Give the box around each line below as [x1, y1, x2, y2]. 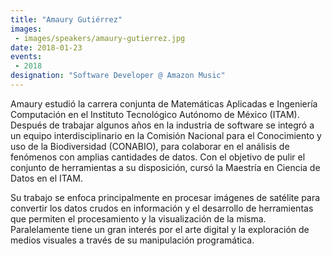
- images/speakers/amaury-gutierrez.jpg [14, 33, 186, 43]
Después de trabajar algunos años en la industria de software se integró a [10, 119, 315, 131]
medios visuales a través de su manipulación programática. [10, 234, 255, 246]
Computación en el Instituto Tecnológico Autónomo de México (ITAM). [10, 108, 300, 120]
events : [10, 52, 43, 62]
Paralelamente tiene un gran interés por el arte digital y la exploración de [10, 223, 310, 235]
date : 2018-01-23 [10, 42, 83, 53]
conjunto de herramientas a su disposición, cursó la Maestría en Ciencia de [10, 161, 321, 173]
